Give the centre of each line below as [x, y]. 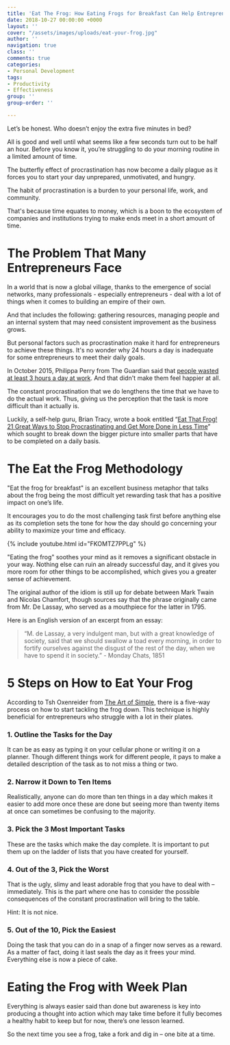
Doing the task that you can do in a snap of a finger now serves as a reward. [115, 945]
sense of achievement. [39, 578]
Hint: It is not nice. [33, 912]
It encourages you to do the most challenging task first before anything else [114, 515]
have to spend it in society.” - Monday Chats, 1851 [94, 655]
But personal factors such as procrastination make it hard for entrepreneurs [114, 342]
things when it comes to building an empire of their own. [87, 301]
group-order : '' [30, 103]
